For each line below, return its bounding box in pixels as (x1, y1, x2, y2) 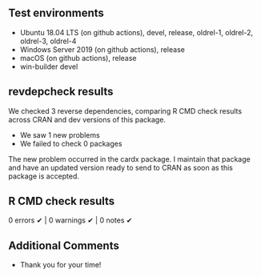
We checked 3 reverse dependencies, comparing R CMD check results (8, 106, 243, 115)
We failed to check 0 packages (19, 138, 122, 148)
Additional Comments (8, 239, 120, 252)
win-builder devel (19, 62, 78, 71)
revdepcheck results (8, 85, 114, 98)
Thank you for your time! (19, 260, 102, 270)
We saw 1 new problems (19, 130, 100, 139)
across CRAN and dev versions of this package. (8, 114, 167, 124)
